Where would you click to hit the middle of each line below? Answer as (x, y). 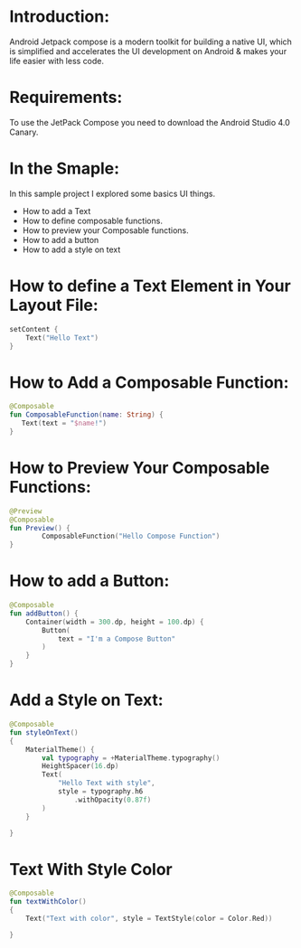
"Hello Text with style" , (106, 784)
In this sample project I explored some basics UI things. (112, 193)
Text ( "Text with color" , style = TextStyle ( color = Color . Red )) (149, 918)
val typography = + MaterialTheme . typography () (131, 758)
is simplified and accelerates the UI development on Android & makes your (148, 51)
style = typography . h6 (100, 792)
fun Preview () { (40, 528)
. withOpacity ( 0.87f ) (113, 800)
